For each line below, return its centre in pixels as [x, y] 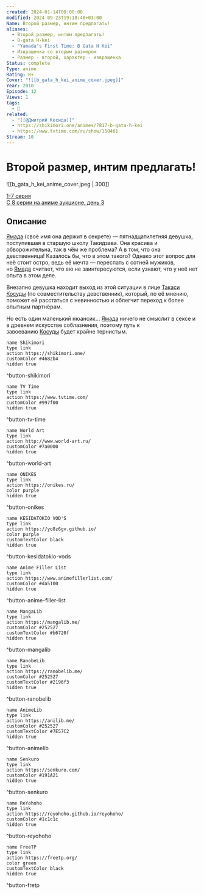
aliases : [17, 29]
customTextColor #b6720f [38, 633]
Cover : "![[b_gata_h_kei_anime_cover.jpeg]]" [65, 80]
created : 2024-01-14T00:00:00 [45, 12]
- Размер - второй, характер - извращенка [66, 57]
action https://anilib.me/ [40, 721]
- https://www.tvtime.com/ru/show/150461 [65, 131]
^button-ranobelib [29, 699]
